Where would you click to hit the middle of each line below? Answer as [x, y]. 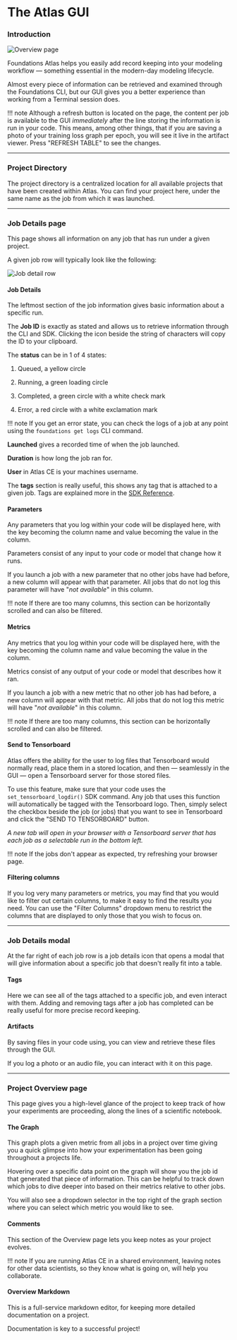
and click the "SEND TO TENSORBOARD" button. [78, 819]
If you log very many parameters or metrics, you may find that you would [113, 894]
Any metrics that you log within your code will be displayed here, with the [114, 642]
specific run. [25, 313]
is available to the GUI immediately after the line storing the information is [114, 121]
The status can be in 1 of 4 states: [57, 355]
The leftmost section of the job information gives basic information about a [116, 305]
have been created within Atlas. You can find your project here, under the [114, 190]
